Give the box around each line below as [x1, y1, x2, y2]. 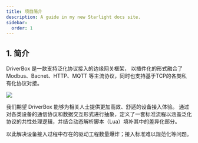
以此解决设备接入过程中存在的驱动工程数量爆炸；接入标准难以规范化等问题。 [6, 131, 192, 138]
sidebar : [6, 19, 28, 25]
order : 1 [11, 25, 33, 31]
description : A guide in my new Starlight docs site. [6, 14, 141, 20]
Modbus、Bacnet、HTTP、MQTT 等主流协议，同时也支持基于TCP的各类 [6, 72, 182, 79]
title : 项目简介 [6, 8, 42, 15]
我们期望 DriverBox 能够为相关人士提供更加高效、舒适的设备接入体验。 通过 [6, 104, 190, 111]
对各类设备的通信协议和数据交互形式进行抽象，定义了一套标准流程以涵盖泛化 [6, 111, 192, 118]
